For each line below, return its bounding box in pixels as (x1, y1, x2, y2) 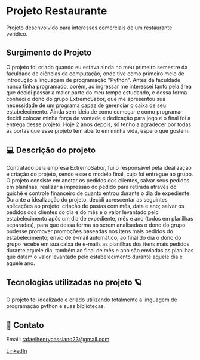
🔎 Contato (6, 320, 44, 330)
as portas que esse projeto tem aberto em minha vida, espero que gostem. (6, 127, 190, 134)
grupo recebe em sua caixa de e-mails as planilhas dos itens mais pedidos (6, 240, 190, 248)
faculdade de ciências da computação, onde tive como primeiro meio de (6, 70, 184, 77)
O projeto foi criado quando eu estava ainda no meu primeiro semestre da (6, 63, 188, 71)
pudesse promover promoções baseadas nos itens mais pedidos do (6, 227, 173, 234)
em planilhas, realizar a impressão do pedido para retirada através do (6, 183, 177, 190)
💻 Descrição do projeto (6, 145, 96, 155)
